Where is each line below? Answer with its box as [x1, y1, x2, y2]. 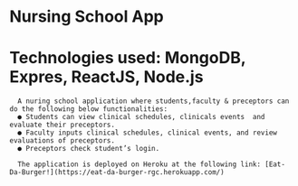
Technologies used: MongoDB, [9, 48, 246, 69]
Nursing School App [9, 6, 165, 27]
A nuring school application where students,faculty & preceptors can [17, 97, 290, 106]
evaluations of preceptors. [9, 136, 116, 145]
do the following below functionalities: [9, 105, 168, 114]
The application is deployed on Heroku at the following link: [17, 160, 261, 169]
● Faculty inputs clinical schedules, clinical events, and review [17, 128, 278, 137]
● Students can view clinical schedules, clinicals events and [17, 113, 265, 122]
